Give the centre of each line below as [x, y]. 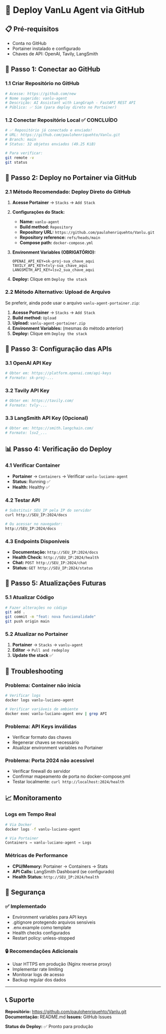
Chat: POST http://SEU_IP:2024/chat [50, 562]
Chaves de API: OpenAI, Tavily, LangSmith [55, 54]
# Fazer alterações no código [36, 608]
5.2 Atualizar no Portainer [37, 634]
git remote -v [20, 158]
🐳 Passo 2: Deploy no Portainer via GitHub [71, 178]
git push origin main [27, 622]
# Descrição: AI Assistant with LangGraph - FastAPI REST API [70, 103]
